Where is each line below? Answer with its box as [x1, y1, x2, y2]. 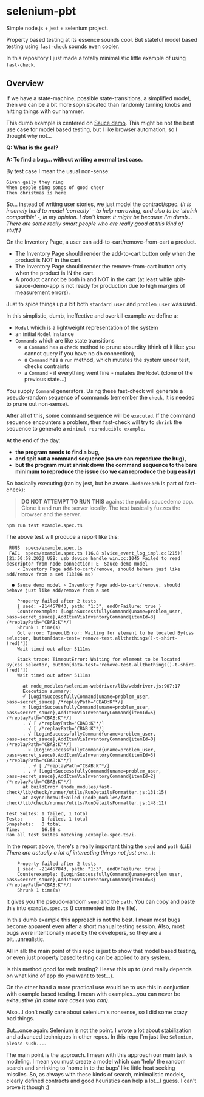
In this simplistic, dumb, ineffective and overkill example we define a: [6, 312, 178, 320]
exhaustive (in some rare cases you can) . [6, 996, 110, 1003]
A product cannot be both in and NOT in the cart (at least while [15, 275, 172, 283]
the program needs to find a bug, [15, 448, 100, 456]
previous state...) [24, 375, 67, 383]
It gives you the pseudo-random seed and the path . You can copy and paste [6, 898, 195, 905]
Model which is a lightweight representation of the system [15, 324, 158, 331]
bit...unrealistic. [6, 935, 45, 943]
